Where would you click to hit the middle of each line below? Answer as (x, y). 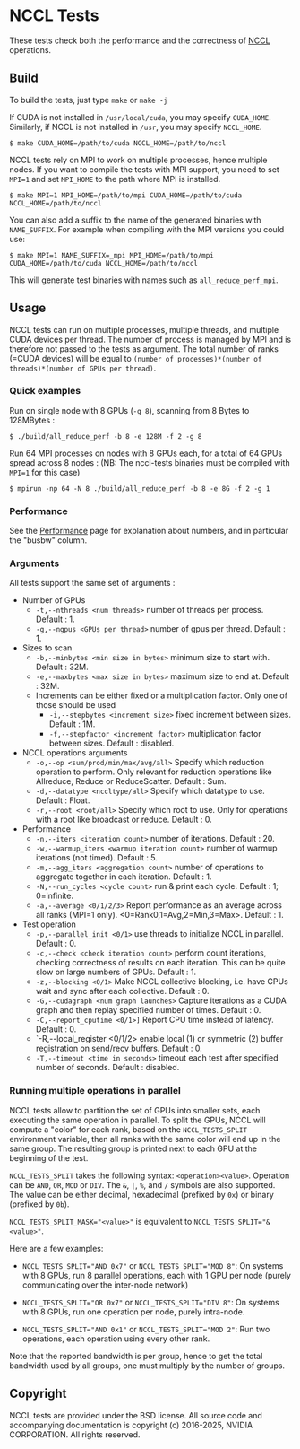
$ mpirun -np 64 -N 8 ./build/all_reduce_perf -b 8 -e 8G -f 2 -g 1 (140, 489)
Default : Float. (63, 800)
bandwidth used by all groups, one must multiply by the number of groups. (147, 1366)
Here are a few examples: (56, 1248)
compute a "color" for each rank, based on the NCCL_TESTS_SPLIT (129, 1129)
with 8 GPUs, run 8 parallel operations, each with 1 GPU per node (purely (156, 1275)
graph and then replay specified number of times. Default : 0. (148, 1010)
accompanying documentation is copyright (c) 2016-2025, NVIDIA (131, 1425)
